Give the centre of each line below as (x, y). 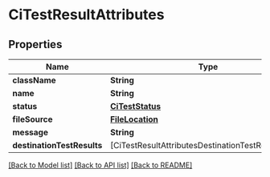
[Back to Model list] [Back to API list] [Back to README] (100, 165)
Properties (35, 44)
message (30, 132)
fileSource (33, 119)
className (34, 80)
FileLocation (134, 119)
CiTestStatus (135, 106)
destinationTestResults (57, 145)
